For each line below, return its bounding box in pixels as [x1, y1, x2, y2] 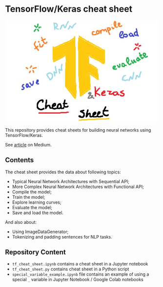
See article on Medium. [5, 142, 52, 147]
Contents [5, 156, 34, 165]
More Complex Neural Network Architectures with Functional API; [12, 184, 144, 190]
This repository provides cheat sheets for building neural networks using [5, 127, 151, 133]
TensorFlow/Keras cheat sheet [5, 3, 133, 15]
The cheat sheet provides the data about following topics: [5, 169, 121, 175]
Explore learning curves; [12, 199, 61, 205]
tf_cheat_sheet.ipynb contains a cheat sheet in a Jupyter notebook [12, 261, 148, 267]
